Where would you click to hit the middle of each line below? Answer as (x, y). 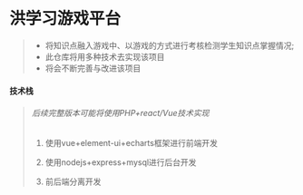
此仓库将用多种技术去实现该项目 (105, 56)
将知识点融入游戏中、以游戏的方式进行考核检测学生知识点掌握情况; (170, 45)
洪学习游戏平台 (65, 19)
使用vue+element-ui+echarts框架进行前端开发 (131, 142)
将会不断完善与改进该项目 (93, 68)
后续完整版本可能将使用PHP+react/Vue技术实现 (121, 113)
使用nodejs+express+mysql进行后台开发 (121, 162)
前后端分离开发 (73, 181)
